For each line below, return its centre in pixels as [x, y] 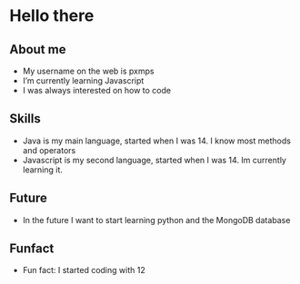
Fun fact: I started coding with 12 [84, 270]
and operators [49, 150]
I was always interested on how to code [96, 90]
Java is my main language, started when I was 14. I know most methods [156, 141]
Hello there [52, 16]
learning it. [43, 170]
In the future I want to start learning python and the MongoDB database [156, 220]
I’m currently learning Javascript [83, 81]
